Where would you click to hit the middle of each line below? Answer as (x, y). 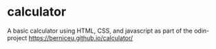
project (17, 37)
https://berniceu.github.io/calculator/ (81, 37)
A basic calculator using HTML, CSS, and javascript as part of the (100, 31)
